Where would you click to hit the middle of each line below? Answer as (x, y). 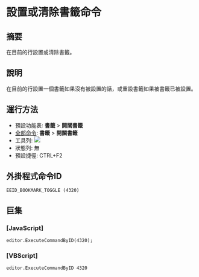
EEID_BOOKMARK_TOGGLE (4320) (43, 191)
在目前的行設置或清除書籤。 (41, 52)
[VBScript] (22, 256)
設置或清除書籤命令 (54, 12)
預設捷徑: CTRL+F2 (39, 155)
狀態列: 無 (27, 148)
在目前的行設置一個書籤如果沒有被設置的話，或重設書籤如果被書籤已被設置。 (101, 89)
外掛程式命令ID (34, 177)
